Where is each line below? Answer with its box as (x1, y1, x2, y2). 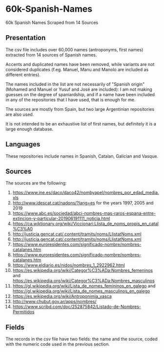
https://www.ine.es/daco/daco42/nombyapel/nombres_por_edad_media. (12, 189, 159, 196)
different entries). (5, 72, 41, 78)
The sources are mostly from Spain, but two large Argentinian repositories (5, 106, 155, 112)
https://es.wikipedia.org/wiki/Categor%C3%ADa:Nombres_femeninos (12, 268, 153, 273)
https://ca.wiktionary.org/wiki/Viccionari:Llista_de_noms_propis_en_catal (12, 221, 159, 227)
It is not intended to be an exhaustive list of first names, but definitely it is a (5, 121, 157, 126)
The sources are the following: (5, 180, 67, 186)
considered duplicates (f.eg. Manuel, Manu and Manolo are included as (5, 66, 149, 72)
